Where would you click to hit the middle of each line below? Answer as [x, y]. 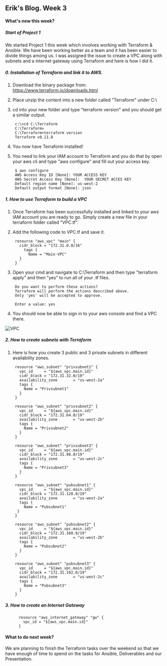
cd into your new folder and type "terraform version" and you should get [87, 109]
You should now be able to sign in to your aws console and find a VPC [84, 313]
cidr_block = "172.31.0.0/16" [51, 245]
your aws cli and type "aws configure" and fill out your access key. [81, 161]
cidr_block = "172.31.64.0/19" [52, 415]
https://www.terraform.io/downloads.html [55, 90]
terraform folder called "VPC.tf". [45, 222]
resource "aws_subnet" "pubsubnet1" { [55, 485]
